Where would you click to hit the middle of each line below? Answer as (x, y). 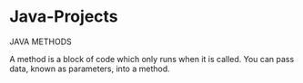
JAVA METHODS (41, 41)
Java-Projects (64, 17)
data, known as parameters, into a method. (90, 69)
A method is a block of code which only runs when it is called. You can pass (152, 59)
